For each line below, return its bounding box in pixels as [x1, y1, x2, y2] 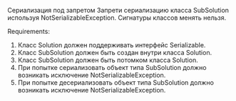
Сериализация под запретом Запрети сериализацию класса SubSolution [7, 6, 230, 14]
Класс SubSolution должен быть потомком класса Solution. [17, 56, 198, 64]
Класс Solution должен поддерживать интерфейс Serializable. [17, 41, 206, 49]
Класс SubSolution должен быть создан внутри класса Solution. [17, 49, 212, 57]
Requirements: [7, 28, 50, 35]
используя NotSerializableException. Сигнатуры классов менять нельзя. [7, 13, 227, 22]
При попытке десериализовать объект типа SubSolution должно [17, 78, 214, 87]
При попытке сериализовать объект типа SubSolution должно [17, 64, 207, 71]
